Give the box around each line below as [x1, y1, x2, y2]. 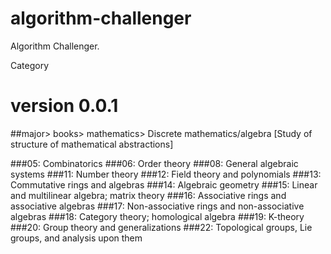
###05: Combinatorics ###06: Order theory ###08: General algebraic [10, 157, 299, 169]
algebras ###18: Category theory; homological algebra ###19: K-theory [10, 210, 305, 222]
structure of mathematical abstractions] [10, 138, 174, 150]
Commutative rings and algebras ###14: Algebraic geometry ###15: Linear [10, 178, 318, 191]
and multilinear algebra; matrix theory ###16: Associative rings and [10, 189, 287, 201]
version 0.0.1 [10, 95, 119, 117]
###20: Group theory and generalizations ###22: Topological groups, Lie [10, 221, 313, 233]
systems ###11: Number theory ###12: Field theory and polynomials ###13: [10, 168, 322, 180]
